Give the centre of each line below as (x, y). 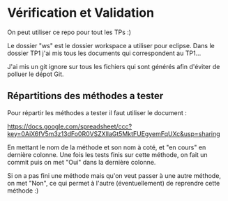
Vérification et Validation (81, 13)
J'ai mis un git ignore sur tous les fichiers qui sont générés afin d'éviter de (114, 66)
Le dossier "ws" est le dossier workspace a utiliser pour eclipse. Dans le (111, 45)
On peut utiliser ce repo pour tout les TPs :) (69, 32)
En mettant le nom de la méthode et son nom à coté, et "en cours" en (107, 147)
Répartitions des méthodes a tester (85, 96)
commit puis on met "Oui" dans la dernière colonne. (82, 162)
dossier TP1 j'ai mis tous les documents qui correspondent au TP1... (104, 53)
